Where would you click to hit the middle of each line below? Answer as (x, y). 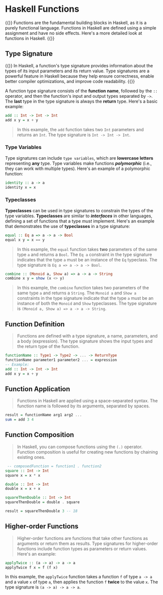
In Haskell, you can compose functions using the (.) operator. (80, 447)
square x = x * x (23, 475)
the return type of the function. (48, 346)
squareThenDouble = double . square (42, 502)
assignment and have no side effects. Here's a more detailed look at (74, 33)
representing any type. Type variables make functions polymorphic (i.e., (78, 163)
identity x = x (21, 187)
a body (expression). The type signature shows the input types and (85, 341)
